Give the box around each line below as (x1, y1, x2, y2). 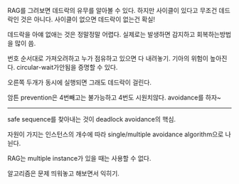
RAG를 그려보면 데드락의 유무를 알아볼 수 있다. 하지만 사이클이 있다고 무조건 (7, 6, 218, 14)
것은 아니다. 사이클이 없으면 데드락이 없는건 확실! (20, 15, 155, 23)
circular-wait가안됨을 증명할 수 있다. (16, 63, 118, 71)
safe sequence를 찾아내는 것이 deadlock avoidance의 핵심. (7, 115, 176, 123)
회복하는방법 (196, 31, 232, 38)
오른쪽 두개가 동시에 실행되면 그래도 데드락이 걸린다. (7, 78, 152, 87)
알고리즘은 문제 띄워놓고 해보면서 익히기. (7, 169, 119, 178)
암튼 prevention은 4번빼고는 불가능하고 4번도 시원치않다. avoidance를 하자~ (7, 93, 222, 102)
